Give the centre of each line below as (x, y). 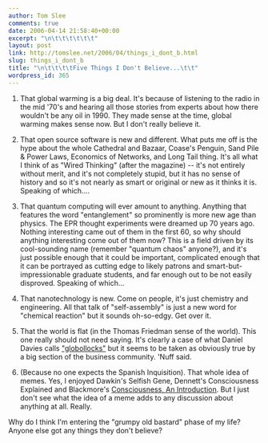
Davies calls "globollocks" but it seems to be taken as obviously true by (138, 348)
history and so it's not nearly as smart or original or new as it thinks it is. (138, 182)
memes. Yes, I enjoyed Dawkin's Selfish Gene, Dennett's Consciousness (139, 380)
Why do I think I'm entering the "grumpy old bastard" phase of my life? (125, 421)
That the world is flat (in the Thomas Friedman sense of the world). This (138, 331)
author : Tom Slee (37, 16)
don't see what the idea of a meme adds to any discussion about (126, 397)
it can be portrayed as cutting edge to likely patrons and (112, 266)
